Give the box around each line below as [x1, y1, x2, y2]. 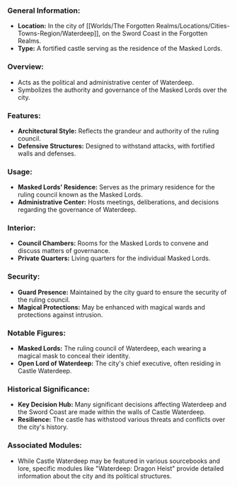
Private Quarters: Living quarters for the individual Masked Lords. [17, 254, 211, 263]
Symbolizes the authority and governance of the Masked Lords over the [17, 86, 228, 94]
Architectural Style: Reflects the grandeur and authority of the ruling [17, 127, 219, 135]
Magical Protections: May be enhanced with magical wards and [17, 303, 205, 311]
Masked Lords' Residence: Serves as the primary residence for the [17, 183, 215, 192]
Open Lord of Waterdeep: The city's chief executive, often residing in [17, 359, 221, 368]
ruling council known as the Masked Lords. [17, 190, 143, 199]
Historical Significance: [7, 385, 90, 394]
